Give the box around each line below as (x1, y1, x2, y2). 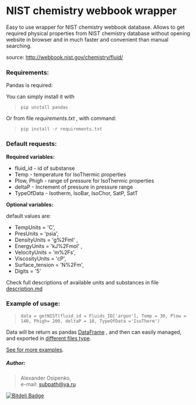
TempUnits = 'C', (14, 223, 56, 230)
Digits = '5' (14, 267, 41, 275)
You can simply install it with (6, 93, 75, 101)
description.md (6, 285, 43, 292)
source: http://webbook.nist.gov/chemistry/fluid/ (6, 53, 123, 61)
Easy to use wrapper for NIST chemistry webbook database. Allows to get (6, 24, 185, 31)
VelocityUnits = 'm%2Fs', (14, 249, 76, 256)
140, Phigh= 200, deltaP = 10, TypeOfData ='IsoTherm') (20, 318, 160, 324)
